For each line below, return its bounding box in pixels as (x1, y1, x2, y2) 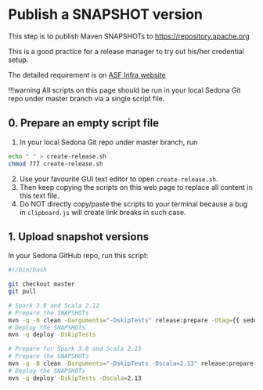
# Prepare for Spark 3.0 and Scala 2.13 (8, 345, 142, 353)
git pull (8, 288, 37, 296)
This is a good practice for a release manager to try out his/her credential (8, 46, 244, 56)
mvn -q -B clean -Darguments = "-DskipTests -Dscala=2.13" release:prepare (8, 359, 254, 368)
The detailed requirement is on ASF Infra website (8, 70, 166, 79)
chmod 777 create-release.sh (8, 159, 103, 168)
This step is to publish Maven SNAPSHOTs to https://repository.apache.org (8, 31, 250, 41)
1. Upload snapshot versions (8, 230, 150, 243)
